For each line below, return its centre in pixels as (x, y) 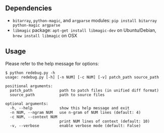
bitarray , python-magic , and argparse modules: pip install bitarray (85, 20)
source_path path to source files (57, 95)
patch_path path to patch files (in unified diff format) (84, 90)
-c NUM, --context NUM (34, 117)
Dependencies (29, 8)
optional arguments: (27, 104)
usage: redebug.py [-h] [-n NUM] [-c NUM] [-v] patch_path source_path (82, 77)
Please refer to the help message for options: (52, 63)
